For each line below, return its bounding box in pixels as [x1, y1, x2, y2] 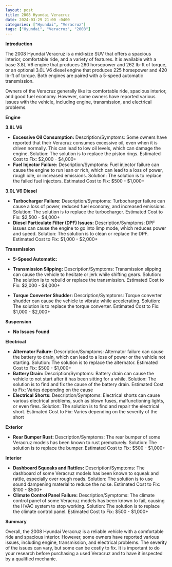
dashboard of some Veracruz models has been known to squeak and [12, 470, 159, 477]
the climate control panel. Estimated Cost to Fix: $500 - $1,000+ [12, 508, 149, 515]
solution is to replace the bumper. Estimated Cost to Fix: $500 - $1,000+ [12, 445, 166, 451]
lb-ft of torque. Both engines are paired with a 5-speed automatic [5, 72, 144, 79]
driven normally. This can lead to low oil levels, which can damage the [12, 145, 161, 152]
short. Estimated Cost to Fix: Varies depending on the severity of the [12, 409, 158, 415]
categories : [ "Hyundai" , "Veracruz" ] [5, 22, 86, 27]
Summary [5, 519, 27, 525]
